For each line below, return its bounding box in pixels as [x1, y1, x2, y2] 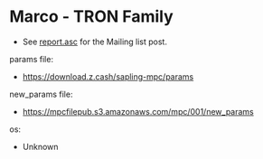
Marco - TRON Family [9, 6, 174, 27]
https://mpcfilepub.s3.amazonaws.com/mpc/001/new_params [22, 106, 255, 117]
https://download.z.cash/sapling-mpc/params [22, 70, 194, 82]
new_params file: [9, 89, 73, 99]
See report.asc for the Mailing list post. [22, 36, 167, 47]
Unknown [22, 141, 59, 152]
